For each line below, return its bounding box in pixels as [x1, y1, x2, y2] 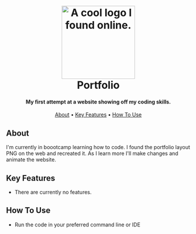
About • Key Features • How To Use [54, 111, 142, 118]
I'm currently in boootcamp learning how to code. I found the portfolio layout [6, 144, 190, 151]
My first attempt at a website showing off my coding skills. [25, 98, 171, 105]
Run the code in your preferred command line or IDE [14, 221, 140, 228]
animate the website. [6, 156, 57, 163]
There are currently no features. [14, 189, 92, 196]
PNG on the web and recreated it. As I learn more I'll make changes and [6, 150, 178, 157]
